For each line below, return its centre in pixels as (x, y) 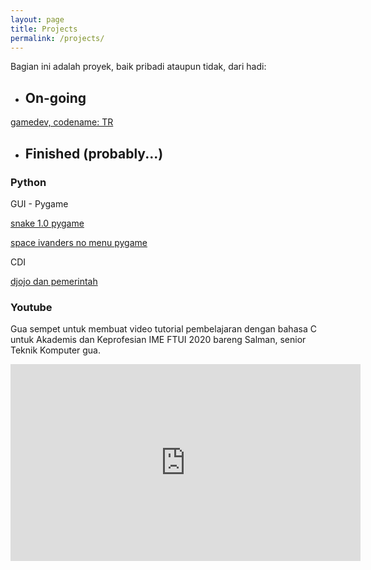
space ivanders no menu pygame (79, 242)
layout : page (37, 19)
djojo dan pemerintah (54, 281)
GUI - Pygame (39, 203)
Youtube (31, 307)
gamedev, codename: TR (62, 122)
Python (28, 182)
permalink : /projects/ (57, 38)
